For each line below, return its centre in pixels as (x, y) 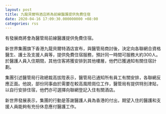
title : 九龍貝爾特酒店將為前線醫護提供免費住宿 (48, 14)
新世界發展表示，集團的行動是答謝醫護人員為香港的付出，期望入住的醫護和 (81, 100)
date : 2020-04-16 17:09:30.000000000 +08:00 (52, 19)
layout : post (19, 10)
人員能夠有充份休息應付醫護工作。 (44, 107)
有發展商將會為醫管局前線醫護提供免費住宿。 (51, 38)
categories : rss (22, 23)
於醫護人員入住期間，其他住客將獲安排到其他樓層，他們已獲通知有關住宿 (79, 61)
